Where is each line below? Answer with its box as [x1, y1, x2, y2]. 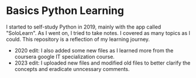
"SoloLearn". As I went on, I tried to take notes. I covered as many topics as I [6, 29, 191, 36]
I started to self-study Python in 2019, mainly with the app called [6, 23, 161, 30]
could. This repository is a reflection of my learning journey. [6, 36, 150, 42]
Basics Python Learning [6, 4, 125, 17]
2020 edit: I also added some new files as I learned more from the [14, 47, 174, 54]
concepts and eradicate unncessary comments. [14, 65, 130, 72]
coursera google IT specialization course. [14, 53, 115, 60]
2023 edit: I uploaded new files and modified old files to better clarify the [14, 59, 191, 66]
